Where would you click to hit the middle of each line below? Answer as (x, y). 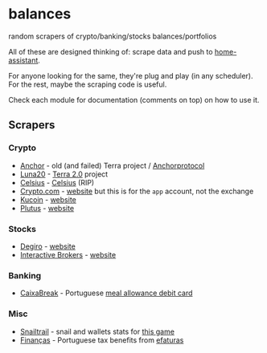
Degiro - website (48, 246)
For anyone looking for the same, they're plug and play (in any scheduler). (131, 75)
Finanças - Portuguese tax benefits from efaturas (102, 340)
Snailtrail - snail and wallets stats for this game (97, 331)
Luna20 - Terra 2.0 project (64, 174)
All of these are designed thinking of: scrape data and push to (111, 51)
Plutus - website (47, 208)
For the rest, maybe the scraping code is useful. (88, 84)
